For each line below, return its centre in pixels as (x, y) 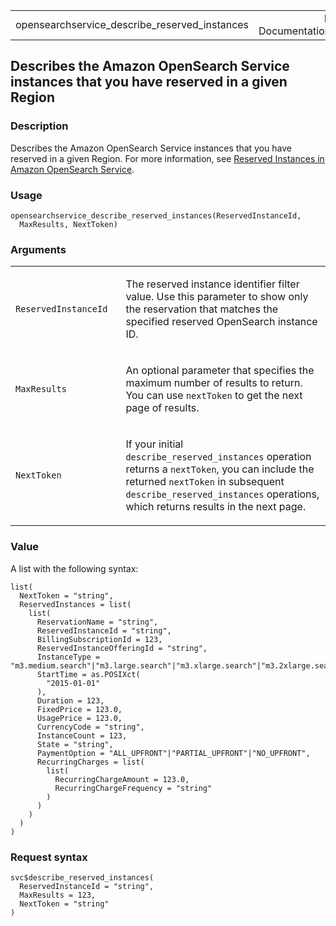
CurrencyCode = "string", (90, 727)
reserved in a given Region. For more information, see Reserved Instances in (167, 158)
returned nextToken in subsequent (205, 482)
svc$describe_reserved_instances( (82, 877)
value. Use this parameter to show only (217, 297)
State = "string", (75, 744)
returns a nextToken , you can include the (220, 469)
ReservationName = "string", (97, 622)
